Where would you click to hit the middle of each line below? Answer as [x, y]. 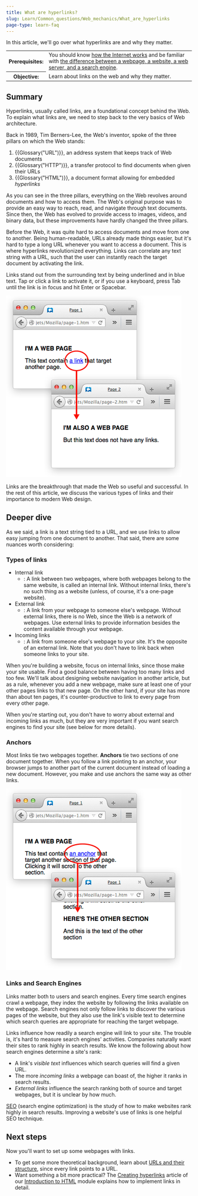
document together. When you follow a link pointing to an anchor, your [91, 762]
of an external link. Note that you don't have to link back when [99, 648]
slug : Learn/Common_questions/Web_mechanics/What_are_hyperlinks [88, 19]
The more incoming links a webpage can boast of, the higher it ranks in [101, 1076]
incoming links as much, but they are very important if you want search [92, 721]
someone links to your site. [56, 654]
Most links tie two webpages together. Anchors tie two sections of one [92, 755]
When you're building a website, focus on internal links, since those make [95, 666]
